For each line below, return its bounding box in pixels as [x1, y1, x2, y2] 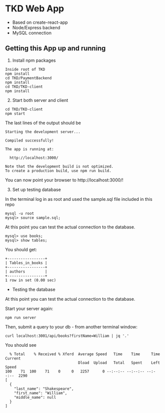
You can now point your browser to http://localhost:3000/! [5, 177, 124, 183]
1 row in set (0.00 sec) [5, 277, 56, 282]
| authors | [5, 269, 48, 274]
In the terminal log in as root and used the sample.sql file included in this [5, 196, 153, 202]
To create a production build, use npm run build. [5, 168, 112, 173]
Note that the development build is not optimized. [5, 164, 114, 169]
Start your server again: [5, 305, 53, 312]
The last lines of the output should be [5, 120, 82, 126]
